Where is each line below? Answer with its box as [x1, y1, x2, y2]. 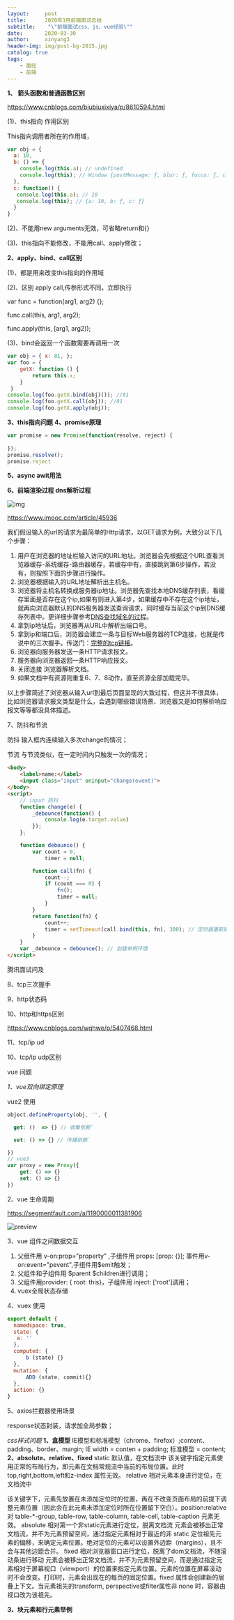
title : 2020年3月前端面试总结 [7, 17, 102, 24]
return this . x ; [32, 372, 77, 379]
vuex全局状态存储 [17, 1287, 68, 1295]
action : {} [13, 1386, 45, 1394]
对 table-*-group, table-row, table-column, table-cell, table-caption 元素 [7, 1512, 214, 1521]
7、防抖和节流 [7, 721, 47, 729]
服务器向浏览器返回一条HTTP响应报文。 [17, 657, 132, 665]
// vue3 [7, 1155, 30, 1162]
